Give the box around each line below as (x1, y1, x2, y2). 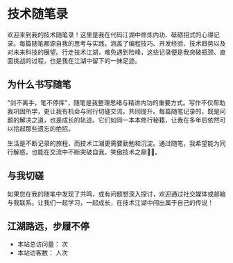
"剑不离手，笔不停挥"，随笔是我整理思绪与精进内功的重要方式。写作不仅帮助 (7, 98, 226, 107)
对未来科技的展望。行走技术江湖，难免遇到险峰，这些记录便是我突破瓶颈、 (7, 48, 220, 56)
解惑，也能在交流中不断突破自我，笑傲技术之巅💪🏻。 (12, 147, 162, 156)
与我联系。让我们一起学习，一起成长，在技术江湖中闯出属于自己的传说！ (7, 198, 214, 206)
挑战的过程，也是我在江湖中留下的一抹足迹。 (12, 56, 141, 64)
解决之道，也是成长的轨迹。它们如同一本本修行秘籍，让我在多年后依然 (19, 116, 220, 124)
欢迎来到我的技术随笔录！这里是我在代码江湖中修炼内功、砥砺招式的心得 (7, 30, 214, 39)
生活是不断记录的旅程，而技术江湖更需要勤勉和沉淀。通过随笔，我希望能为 (7, 139, 220, 147)
